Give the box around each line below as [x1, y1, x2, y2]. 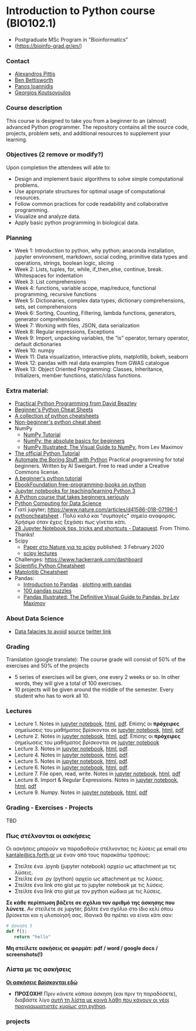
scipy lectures [23, 550, 57, 557]
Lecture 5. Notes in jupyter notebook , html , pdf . [14, 758, 129, 765]
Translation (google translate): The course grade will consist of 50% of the [6, 656, 186, 663]
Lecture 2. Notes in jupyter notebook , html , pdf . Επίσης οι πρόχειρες [14, 733, 181, 740]
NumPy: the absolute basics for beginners [23, 437, 125, 444]
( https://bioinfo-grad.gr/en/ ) [14, 42, 82, 49]
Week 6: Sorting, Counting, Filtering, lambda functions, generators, [14, 310, 177, 317]
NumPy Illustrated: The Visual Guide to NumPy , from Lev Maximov [23, 444, 183, 451]
